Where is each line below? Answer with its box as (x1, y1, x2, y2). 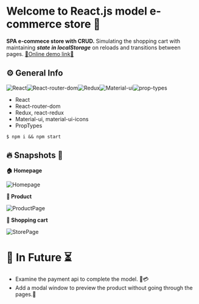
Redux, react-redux (15, 108, 64, 116)
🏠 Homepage (6, 166, 43, 174)
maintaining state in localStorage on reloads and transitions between (6, 44, 181, 51)
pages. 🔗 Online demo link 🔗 (6, 50, 74, 57)
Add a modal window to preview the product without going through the (15, 284, 193, 291)
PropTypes (15, 122, 43, 129)
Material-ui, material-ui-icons (15, 115, 89, 122)
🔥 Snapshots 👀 (6, 150, 63, 161)
